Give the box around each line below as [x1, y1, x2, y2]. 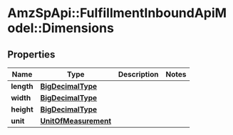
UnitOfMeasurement [40, 116, 112, 126]
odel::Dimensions [7, 20, 114, 36]
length [11, 82, 33, 91]
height [11, 104, 33, 114]
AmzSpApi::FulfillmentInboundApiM [7, 5, 227, 21]
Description [118, 70, 159, 79]
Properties [7, 48, 56, 60]
